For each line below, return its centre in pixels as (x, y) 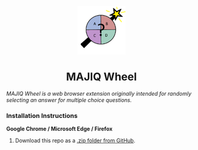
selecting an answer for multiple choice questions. (69, 100)
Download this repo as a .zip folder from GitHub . (75, 141)
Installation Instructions (42, 116)
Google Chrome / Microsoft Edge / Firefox (59, 129)
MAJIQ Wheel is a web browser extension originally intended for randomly (99, 93)
